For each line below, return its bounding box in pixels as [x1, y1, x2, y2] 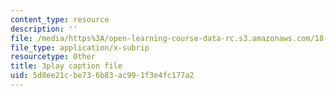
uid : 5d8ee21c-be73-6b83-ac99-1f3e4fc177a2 [10, 71, 195, 81]
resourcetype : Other [10, 52, 97, 62]
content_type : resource [10, 14, 110, 25]
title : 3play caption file [10, 61, 123, 71]
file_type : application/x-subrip [10, 42, 150, 53]
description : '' [10, 24, 78, 34]
